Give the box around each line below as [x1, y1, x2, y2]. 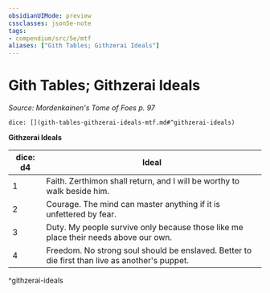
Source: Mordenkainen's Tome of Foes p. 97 [8, 103, 155, 113]
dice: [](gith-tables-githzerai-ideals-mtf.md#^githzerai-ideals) [8, 118, 235, 127]
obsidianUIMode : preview [8, 11, 92, 20]
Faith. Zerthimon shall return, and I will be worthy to [46, 175, 239, 187]
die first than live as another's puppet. [46, 255, 189, 266]
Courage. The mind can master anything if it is [46, 199, 221, 210]
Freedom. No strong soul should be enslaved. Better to [46, 245, 252, 256]
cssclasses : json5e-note [8, 19, 92, 27]
